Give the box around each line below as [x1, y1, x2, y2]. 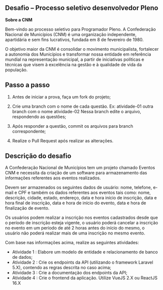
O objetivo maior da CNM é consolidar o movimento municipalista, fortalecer [5, 46, 159, 52]
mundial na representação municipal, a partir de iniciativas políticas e [5, 56, 144, 62]
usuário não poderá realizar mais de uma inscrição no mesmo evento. [5, 230, 145, 236]
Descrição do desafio [5, 152, 72, 160]
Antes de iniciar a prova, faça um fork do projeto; [12, 94, 111, 99]
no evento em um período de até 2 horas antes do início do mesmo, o [5, 225, 145, 231]
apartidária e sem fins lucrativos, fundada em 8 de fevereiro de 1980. [5, 37, 144, 42]
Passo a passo [5, 81, 50, 89]
